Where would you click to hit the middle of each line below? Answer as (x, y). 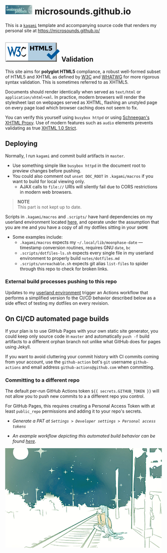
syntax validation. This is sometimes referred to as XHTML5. (67, 82)
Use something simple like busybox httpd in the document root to (79, 165)
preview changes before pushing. (47, 171)
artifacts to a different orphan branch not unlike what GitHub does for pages (83, 341)
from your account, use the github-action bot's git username (69, 362)
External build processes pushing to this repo (61, 282)
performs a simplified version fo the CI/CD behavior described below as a (81, 298)
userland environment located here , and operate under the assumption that (82, 222)
